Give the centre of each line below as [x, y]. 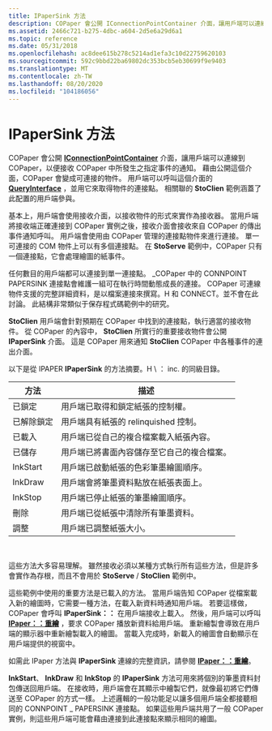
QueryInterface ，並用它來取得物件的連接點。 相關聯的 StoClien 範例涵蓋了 [135, 188]
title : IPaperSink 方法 [47, 16]
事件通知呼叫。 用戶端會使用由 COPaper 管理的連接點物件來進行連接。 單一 [134, 236]
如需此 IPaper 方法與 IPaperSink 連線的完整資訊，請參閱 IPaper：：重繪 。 [132, 661]
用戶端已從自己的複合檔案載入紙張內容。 [138, 437]
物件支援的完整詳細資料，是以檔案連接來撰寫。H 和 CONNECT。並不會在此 [134, 294]
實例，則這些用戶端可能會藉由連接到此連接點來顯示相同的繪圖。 [115, 719]
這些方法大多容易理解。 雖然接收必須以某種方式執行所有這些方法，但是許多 [134, 565]
